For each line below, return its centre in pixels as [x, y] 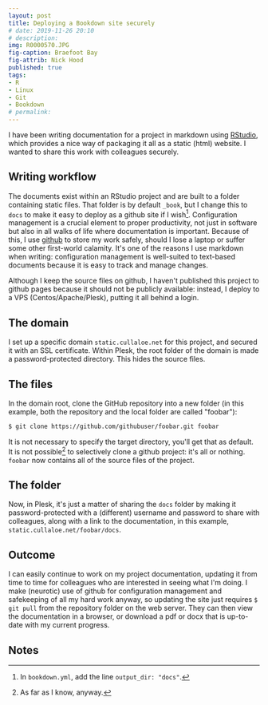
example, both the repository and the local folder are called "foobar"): [123, 412]
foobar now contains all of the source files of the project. [102, 460]
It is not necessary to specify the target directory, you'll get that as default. [131, 442]
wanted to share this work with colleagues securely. [94, 152]
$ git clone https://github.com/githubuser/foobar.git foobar [114, 427]
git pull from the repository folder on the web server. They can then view [131, 608]
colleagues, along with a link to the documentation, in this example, [119, 521]
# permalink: [30, 113]
